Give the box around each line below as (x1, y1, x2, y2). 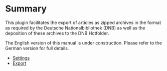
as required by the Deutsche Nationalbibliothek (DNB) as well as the (5, 24, 145, 30)
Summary (5, 3, 47, 14)
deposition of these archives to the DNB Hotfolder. (5, 30, 109, 36)
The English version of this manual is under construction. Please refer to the (5, 39, 162, 45)
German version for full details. (5, 45, 69, 51)
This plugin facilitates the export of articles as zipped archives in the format (5, 19, 161, 25)
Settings (12, 54, 30, 60)
